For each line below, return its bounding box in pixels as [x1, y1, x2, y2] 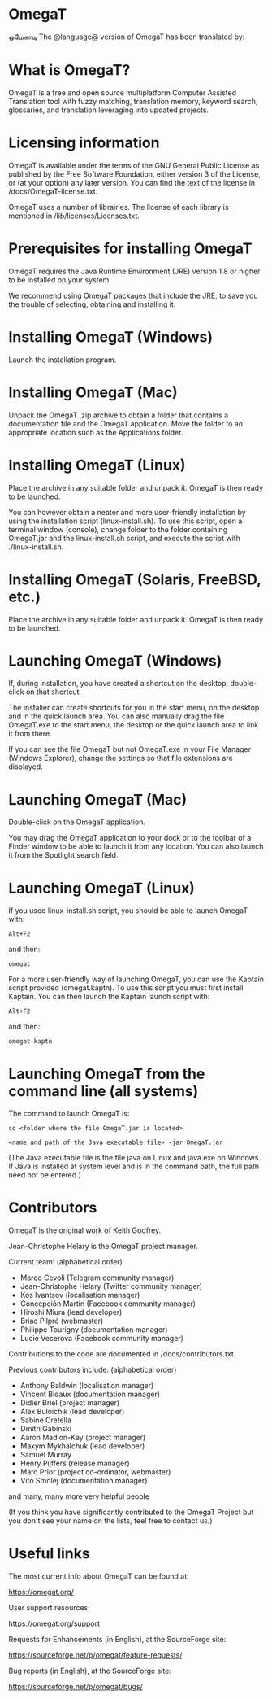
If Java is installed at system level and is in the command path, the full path [8, 1161, 260, 1172]
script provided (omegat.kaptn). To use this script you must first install [8, 983, 244, 993]
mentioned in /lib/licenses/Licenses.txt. [8, 211, 140, 221]
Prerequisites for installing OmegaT [8, 239, 253, 257]
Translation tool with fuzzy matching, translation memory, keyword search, [8, 96, 258, 106]
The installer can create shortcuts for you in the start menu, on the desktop [8, 703, 260, 713]
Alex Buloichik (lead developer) [19, 1407, 125, 1417]
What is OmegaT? [8, 61, 131, 80]
